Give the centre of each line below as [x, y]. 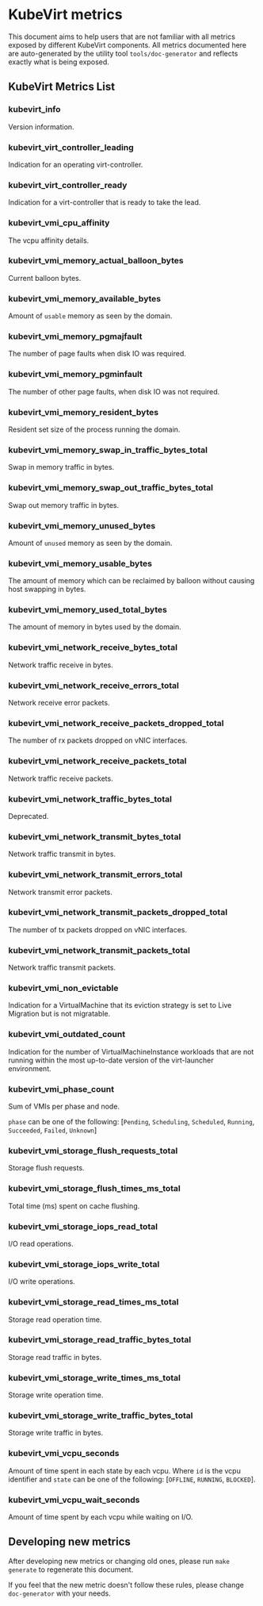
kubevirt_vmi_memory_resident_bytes [84, 412]
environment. [30, 1068]
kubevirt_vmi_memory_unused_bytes [82, 525]
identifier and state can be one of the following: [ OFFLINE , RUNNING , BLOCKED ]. [132, 1479]
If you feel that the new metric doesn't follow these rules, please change [126, 1585]
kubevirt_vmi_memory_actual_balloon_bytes [96, 261]
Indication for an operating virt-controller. [76, 164]
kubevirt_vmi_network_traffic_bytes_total [90, 799]
